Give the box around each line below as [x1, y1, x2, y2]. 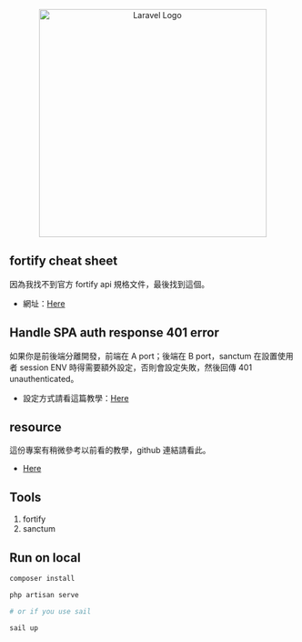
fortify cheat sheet [9, 254, 118, 269]
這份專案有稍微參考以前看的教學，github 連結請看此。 [9, 445, 211, 456]
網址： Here [22, 297, 65, 309]
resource [9, 419, 62, 435]
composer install [9, 575, 75, 584]
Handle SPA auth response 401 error [9, 325, 220, 341]
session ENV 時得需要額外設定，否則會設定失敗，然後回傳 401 [19, 361, 253, 373]
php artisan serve [9, 590, 79, 599]
